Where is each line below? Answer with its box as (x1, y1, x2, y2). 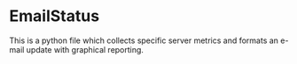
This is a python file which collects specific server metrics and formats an (9, 35, 279, 46)
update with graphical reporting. (26, 44, 145, 54)
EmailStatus (9, 6, 100, 26)
